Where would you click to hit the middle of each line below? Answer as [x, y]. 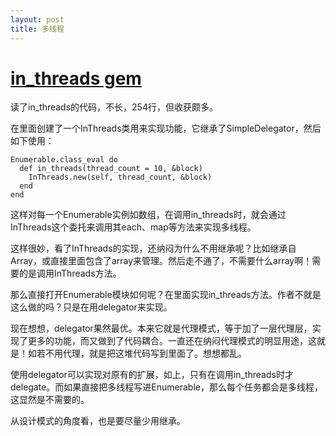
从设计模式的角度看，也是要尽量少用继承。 [98, 421]
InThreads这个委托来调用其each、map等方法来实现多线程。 [133, 227]
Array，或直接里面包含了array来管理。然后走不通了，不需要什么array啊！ [161, 261]
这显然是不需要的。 [50, 400]
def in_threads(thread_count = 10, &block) [111, 169]
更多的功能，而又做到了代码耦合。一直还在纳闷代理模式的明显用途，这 [172, 341]
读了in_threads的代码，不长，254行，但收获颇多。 [114, 107]
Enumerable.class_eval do [64, 160]
